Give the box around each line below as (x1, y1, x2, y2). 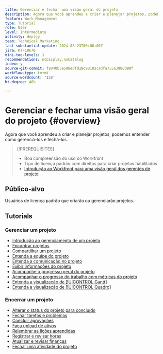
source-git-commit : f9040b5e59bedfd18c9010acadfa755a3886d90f (5, 66, 133, 71)
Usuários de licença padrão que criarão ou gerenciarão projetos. (5, 198, 134, 204)
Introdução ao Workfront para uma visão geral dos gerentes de (24, 166, 150, 171)
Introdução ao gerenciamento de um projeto (12, 238, 100, 243)
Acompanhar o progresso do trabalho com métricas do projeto (12, 274, 137, 280)
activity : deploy (5, 35, 40, 39)
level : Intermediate (5, 30, 47, 35)
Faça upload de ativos (12, 323, 57, 329)
